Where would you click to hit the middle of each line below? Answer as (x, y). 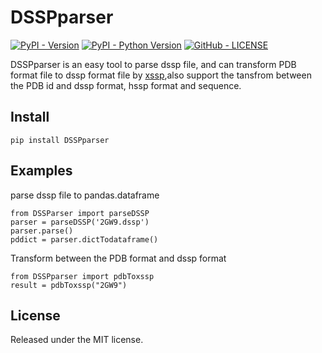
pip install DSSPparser (60, 140)
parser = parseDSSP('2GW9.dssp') (80, 222)
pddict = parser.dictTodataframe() (84, 239)
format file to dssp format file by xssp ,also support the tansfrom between (161, 75)
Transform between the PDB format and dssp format (118, 258)
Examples (41, 171)
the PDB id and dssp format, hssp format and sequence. (126, 85)
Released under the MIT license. (77, 340)
